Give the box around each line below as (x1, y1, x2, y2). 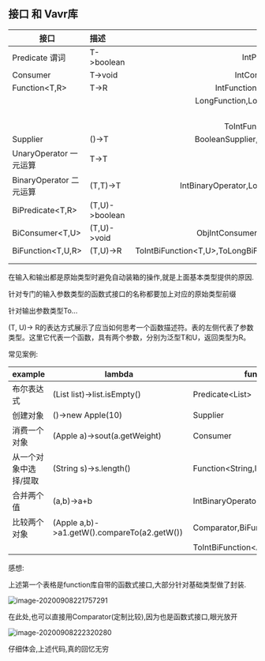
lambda (104, 368, 134, 379)
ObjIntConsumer (196, 227, 258, 238)
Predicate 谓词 (12, 52, 65, 63)
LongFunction (195, 95, 247, 106)
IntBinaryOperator (192, 495, 259, 506)
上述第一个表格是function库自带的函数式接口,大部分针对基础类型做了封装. (8, 580, 247, 589)
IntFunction (215, 82, 257, 93)
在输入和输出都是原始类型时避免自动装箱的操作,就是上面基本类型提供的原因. (8, 272, 255, 282)
